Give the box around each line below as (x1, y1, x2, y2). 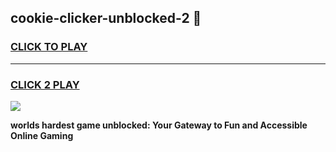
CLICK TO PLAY (10, 40, 88, 54)
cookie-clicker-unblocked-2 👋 (10, 10, 202, 27)
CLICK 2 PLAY (10, 77, 80, 91)
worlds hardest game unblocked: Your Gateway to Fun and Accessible (10, 119, 308, 131)
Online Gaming (10, 129, 74, 141)
